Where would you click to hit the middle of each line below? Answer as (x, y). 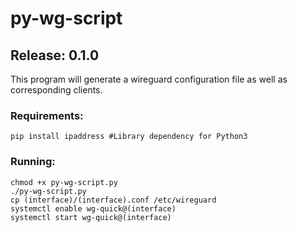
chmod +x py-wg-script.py (64, 182)
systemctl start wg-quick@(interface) (91, 217)
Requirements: (47, 115)
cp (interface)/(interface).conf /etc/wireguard (113, 200)
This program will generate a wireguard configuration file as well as (149, 79)
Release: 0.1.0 (55, 55)
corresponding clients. (56, 90)
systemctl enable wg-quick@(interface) (93, 208)
